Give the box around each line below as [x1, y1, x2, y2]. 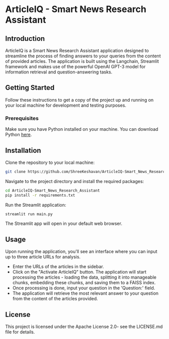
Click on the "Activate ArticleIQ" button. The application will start [12, 269, 147, 275]
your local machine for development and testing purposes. [5, 102, 127, 108]
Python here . [5, 132, 32, 138]
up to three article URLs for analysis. [5, 254, 81, 260]
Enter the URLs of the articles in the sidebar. [12, 264, 104, 270]
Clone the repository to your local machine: [5, 159, 95, 165]
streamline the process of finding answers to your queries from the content [5, 53, 161, 59]
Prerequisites [5, 115, 39, 122]
